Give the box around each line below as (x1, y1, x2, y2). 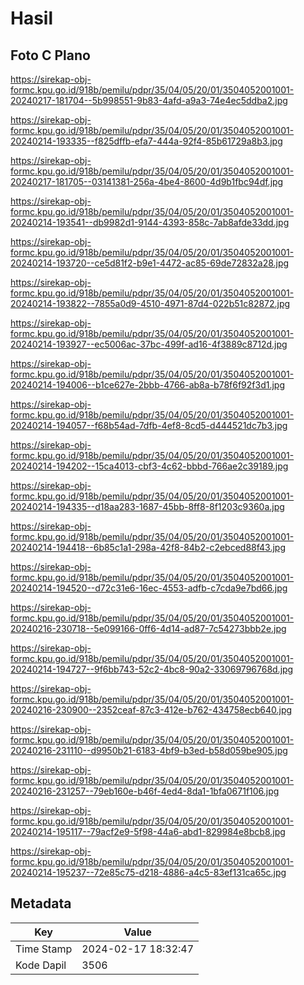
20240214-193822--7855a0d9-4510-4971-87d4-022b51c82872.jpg (10, 298, 291, 309)
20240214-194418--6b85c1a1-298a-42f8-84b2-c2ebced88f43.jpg (10, 542, 287, 553)
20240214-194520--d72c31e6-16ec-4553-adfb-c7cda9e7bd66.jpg (10, 582, 288, 594)
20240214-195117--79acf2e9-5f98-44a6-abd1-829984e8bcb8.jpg (10, 826, 286, 837)
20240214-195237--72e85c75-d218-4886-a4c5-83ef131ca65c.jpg (10, 867, 287, 878)
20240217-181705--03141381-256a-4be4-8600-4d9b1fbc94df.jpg (10, 176, 284, 187)
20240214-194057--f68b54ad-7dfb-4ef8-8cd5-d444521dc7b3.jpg (10, 420, 288, 431)
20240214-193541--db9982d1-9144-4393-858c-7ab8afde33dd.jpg (10, 217, 290, 228)
